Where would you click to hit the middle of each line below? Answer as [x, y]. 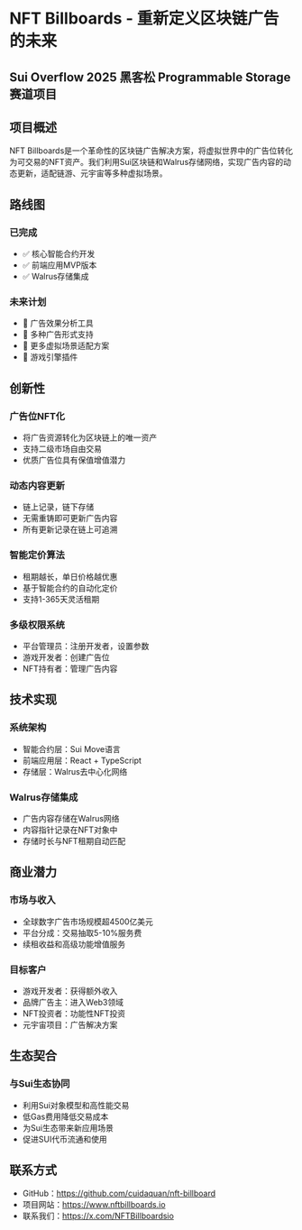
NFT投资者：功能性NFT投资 [74, 1013]
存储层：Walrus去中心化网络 [75, 771]
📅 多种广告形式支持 [58, 335]
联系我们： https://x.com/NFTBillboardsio [98, 1216]
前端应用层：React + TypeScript [82, 760]
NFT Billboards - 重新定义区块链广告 [144, 18]
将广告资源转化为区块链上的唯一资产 [90, 437]
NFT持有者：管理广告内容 [70, 668]
